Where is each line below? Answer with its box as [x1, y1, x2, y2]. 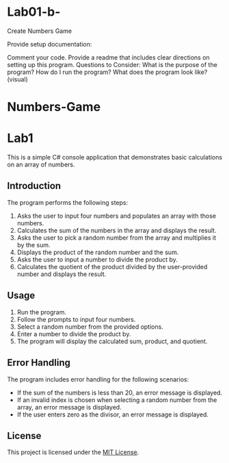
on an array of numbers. [7, 160, 75, 168]
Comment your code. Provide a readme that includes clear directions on [7, 53, 210, 62]
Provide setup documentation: [7, 40, 92, 48]
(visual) [7, 75, 29, 83]
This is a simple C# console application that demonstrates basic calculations [7, 153, 223, 162]
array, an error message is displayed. [16, 403, 122, 411]
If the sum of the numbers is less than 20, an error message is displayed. [16, 388, 223, 397]
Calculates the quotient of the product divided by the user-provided [16, 262, 208, 271]
